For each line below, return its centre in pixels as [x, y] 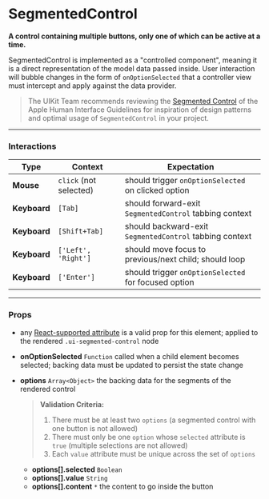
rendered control [48, 389]
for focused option [159, 282]
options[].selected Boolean [77, 469]
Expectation [191, 167]
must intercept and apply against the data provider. [92, 86]
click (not [77, 181]
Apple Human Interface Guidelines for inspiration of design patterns [140, 110]
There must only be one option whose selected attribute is [149, 437]
